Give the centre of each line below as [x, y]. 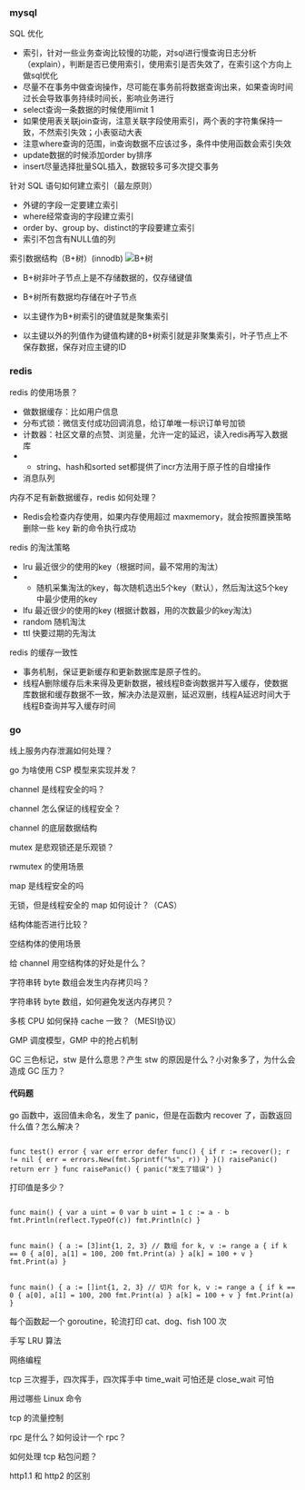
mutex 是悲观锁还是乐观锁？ [62, 847]
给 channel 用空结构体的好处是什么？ [79, 963]
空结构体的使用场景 [45, 943]
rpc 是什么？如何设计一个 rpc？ [68, 1437]
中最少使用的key [67, 599]
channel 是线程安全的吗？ [58, 789]
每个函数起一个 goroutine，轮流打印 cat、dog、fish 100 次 [118, 1321]
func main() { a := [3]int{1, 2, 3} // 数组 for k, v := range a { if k [148, 1247]
